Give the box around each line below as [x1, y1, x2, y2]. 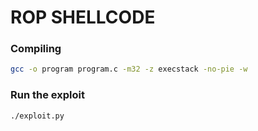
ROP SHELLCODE [10, 6, 156, 29]
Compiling [10, 42, 62, 56]
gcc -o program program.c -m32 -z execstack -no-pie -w [10, 64, 248, 75]
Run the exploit [10, 88, 85, 102]
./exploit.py [10, 111, 65, 121]
